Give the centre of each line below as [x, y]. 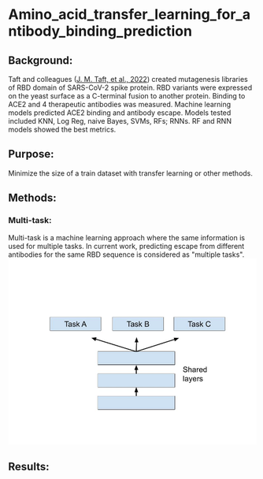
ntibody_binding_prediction [100, 31]
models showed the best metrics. [62, 129]
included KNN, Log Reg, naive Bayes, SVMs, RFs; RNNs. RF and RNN [120, 121]
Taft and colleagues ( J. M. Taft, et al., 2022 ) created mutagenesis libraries [128, 79]
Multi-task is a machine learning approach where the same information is [127, 237]
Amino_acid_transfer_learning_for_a [129, 15]
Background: [41, 60]
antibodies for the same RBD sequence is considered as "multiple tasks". [126, 254]
